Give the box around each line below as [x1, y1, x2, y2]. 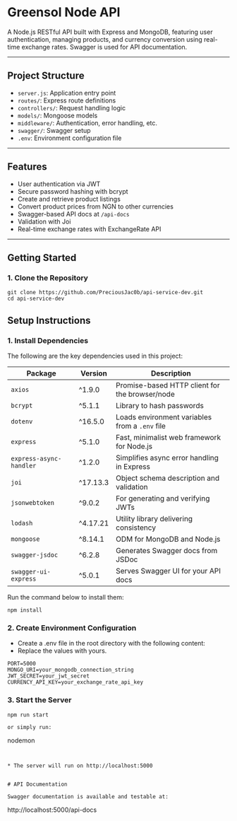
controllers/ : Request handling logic [17, 103, 126, 112]
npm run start [7, 711, 49, 718]
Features [7, 161, 47, 173]
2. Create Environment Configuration [7, 623, 137, 633]
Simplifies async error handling [115, 453, 219, 462]
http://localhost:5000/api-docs [7, 805, 97, 814]
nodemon [7, 736, 35, 745]
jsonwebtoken [11, 499, 55, 506]
